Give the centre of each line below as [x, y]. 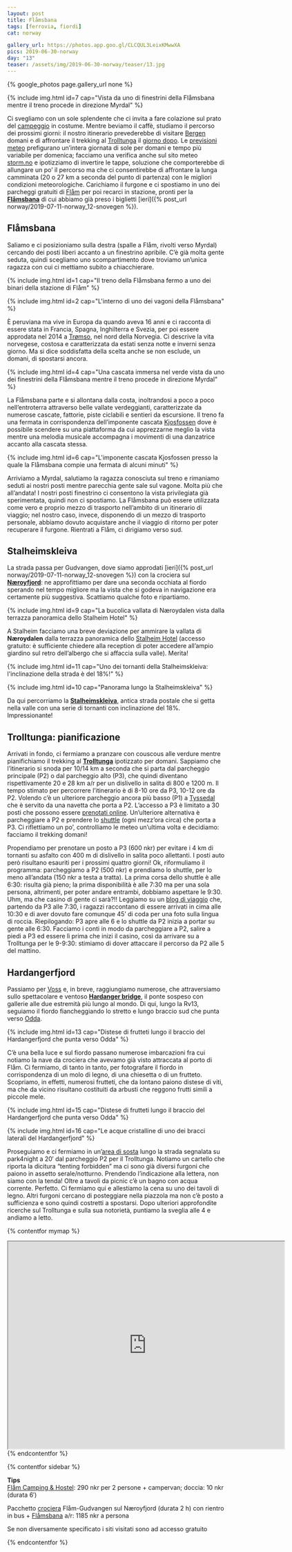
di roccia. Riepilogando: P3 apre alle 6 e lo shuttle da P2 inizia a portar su [111, 921]
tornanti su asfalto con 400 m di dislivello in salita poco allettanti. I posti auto [116, 855]
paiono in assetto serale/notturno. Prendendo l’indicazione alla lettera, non [113, 1173]
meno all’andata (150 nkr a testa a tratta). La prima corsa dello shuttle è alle [114, 878]
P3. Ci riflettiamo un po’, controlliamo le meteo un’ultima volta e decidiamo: [113, 827]
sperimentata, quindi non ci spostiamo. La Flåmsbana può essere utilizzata [113, 500]
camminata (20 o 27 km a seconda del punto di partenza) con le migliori [109, 177]
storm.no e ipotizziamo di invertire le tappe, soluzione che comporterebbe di [116, 162]
